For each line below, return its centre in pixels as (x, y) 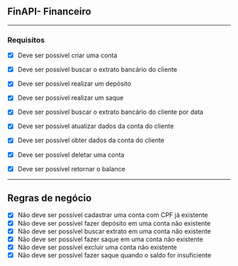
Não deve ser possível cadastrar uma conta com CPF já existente (113, 215)
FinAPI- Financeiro (49, 12)
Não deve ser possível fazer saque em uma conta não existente (110, 239)
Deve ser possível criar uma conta (67, 55)
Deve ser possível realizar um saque (70, 98)
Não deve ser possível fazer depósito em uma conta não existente (114, 223)
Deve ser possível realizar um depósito (74, 83)
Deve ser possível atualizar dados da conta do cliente (96, 126)
